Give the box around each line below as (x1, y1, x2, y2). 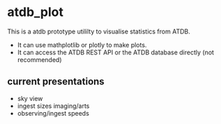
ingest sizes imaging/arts (17, 102, 90, 110)
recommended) (17, 55, 62, 63)
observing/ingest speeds (17, 109, 89, 117)
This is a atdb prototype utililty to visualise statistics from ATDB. (7, 27, 190, 36)
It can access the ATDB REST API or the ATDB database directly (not (17, 48, 215, 56)
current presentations (7, 76, 105, 88)
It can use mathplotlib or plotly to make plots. (17, 40, 147, 49)
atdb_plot (7, 4, 64, 20)
